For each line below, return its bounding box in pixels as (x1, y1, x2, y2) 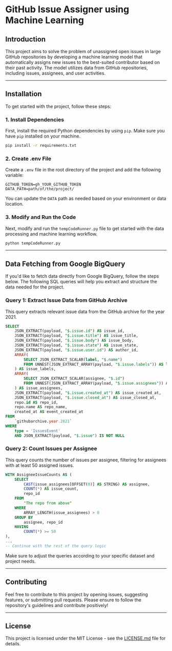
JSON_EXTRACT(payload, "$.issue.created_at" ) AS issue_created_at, (14, 390, 161, 395)
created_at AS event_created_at (14, 409, 83, 415)
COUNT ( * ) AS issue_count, (24, 486, 79, 491)
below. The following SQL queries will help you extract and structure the (5, 279, 157, 285)
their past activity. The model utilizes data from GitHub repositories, (5, 65, 148, 71)
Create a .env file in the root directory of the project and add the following (5, 167, 161, 173)
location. (5, 201, 24, 207)
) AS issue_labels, (14, 367, 56, 372)
